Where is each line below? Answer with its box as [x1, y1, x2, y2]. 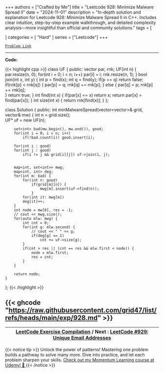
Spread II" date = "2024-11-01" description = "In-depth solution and [5, 9, 142, 15]
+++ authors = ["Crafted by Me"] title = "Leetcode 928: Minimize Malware [5, 4, 154, 10]
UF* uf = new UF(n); [5, 117, 46, 123]
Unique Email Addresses [53, 334, 111, 341]
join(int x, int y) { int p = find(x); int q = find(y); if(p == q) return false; [5, 77, 143, 82]
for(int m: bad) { [14, 174, 51, 178]
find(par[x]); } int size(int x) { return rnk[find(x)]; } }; [5, 98, 109, 103]
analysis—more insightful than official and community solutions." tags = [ [5, 25, 152, 31]
